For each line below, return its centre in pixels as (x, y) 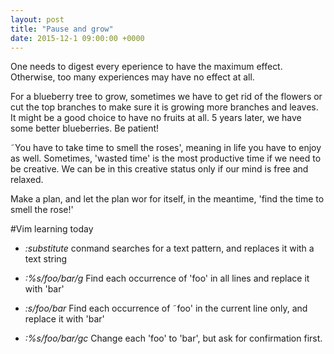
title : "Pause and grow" (62, 29)
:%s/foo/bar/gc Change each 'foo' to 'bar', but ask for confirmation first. (173, 338)
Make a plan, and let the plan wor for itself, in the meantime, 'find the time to (167, 199)
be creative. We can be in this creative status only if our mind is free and (159, 169)
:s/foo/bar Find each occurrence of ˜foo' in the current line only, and (166, 308)
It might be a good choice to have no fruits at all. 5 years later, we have (156, 118)
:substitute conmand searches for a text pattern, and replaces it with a (169, 248)
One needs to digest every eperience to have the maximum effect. (146, 67)
